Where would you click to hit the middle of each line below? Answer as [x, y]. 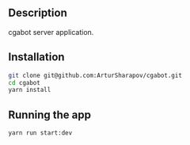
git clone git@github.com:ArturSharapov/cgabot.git [95, 75]
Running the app [49, 114]
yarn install [30, 90]
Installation [36, 57]
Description [38, 13]
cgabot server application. [51, 32]
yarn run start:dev [40, 133]
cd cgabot [25, 82]
